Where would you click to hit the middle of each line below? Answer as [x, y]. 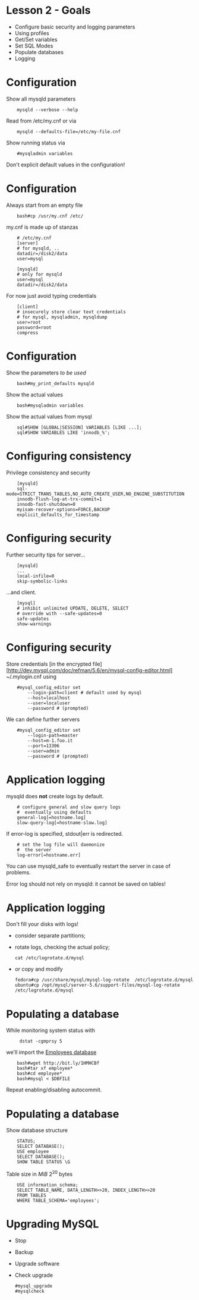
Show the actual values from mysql [49, 416]
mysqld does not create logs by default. [55, 796]
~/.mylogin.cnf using [31, 676]
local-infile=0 [36, 576]
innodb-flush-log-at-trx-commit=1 [59, 499]
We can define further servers [43, 719]
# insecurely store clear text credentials [72, 312]
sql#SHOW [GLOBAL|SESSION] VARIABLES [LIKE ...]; [80, 427]
